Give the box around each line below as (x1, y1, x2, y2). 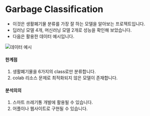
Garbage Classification (5, 4, 104, 15)
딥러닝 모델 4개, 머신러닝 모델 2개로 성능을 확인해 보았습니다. (12, 27, 132, 33)
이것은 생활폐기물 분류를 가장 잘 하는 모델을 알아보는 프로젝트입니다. (12, 21, 145, 27)
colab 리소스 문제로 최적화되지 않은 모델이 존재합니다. (12, 75, 118, 81)
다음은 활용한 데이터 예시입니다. (12, 33, 74, 39)
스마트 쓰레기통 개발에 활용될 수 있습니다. (12, 99, 93, 105)
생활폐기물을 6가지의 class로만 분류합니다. (12, 69, 96, 75)
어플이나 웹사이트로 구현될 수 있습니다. (12, 105, 88, 111)
